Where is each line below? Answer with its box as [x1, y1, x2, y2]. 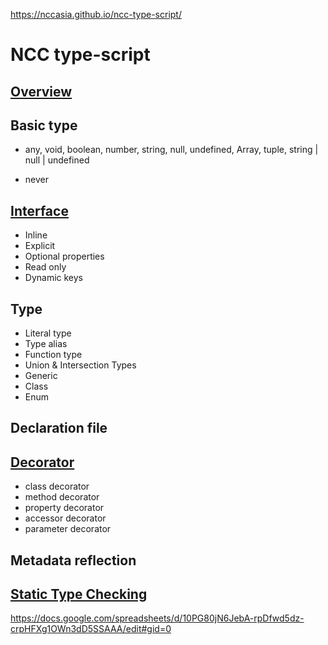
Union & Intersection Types [24, 359, 137, 371]
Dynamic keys [24, 272, 84, 284]
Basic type [10, 117, 78, 134]
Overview [10, 83, 73, 100]
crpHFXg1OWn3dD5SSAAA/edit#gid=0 [10, 623, 172, 635]
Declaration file [10, 420, 108, 437]
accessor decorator [24, 512, 107, 524]
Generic [24, 370, 58, 382]
